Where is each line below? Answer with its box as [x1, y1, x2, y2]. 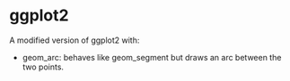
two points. [22, 61, 65, 72]
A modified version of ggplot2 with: [9, 35, 140, 45]
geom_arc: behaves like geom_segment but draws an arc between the [22, 52, 282, 62]
